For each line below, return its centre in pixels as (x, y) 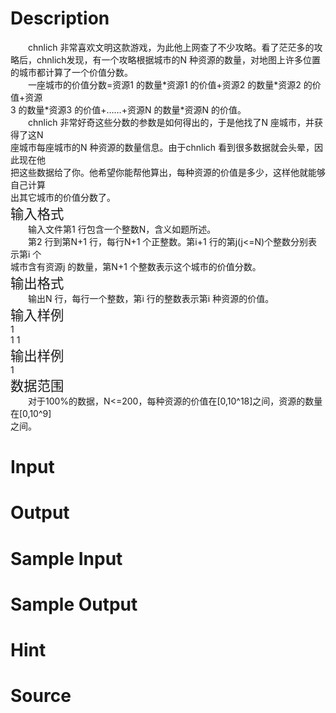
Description (60, 18)
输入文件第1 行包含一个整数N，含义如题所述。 (122, 229)
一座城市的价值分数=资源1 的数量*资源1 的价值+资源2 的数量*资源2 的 (170, 84)
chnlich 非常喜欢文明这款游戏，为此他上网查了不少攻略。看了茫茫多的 (171, 47)
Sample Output (74, 604)
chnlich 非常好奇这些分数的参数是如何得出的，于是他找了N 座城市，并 (171, 122)
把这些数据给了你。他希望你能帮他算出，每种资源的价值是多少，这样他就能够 (168, 172)
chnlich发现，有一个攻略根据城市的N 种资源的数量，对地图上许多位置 (179, 59)
